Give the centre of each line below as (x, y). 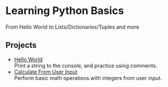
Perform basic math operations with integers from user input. (88, 78)
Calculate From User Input (46, 72)
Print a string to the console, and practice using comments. (85, 65)
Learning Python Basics (65, 11)
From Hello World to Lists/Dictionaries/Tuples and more (73, 27)
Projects (21, 45)
